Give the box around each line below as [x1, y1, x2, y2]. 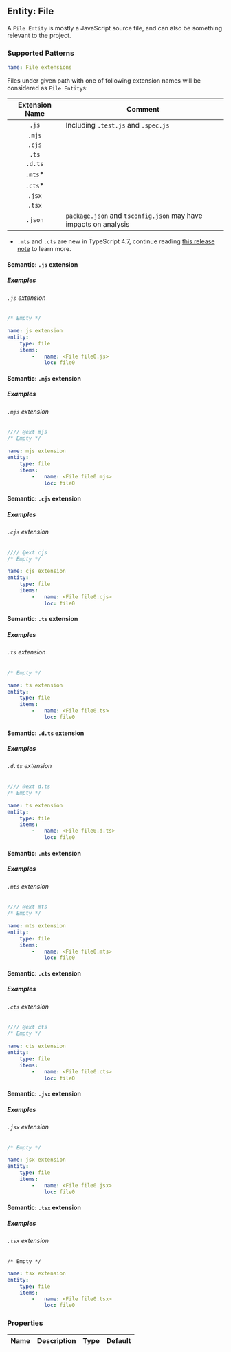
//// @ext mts [7, 903, 48, 911]
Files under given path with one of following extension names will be [7, 76, 201, 85]
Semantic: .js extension [7, 260, 78, 268]
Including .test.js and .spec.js [65, 120, 170, 130]
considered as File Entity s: [7, 83, 88, 92]
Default [106, 1336, 131, 1346]
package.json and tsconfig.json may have [65, 210, 203, 220]
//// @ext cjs [7, 549, 48, 556]
